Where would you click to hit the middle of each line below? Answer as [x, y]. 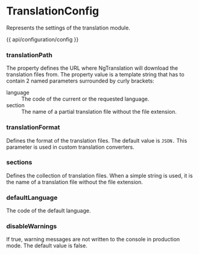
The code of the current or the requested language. [85, 99]
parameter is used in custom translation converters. [70, 147]
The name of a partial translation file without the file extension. [99, 112]
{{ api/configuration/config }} [43, 39]
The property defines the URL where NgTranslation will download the [92, 68]
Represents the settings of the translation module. [68, 28]
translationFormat [33, 128]
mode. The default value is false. [47, 246]
